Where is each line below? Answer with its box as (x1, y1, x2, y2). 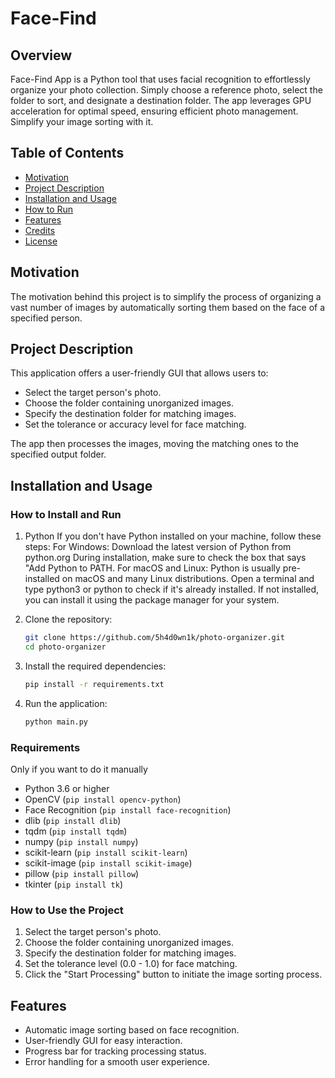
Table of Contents (10, 145, 125, 162)
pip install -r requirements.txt (24, 679, 165, 689)
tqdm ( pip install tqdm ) (24, 825, 128, 837)
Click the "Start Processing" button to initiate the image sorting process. (24, 968, 323, 981)
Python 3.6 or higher (24, 782, 110, 794)
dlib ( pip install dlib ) (24, 814, 122, 826)
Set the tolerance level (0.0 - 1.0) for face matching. (24, 958, 238, 970)
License (24, 235, 58, 247)
